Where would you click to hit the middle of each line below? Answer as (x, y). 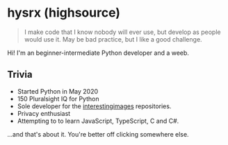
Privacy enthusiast (44, 113)
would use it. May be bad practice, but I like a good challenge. (113, 39)
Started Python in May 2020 (58, 91)
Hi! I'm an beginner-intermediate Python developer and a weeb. (98, 53)
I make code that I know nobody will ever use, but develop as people (122, 32)
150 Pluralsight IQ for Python (58, 99)
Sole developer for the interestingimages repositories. (94, 106)
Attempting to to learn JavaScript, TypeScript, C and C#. (98, 121)
